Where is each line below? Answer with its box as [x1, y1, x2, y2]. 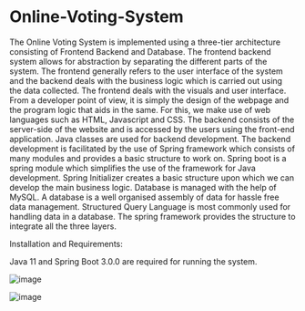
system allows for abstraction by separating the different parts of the [9, 56, 268, 67]
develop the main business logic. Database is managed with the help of [9, 181, 277, 192]
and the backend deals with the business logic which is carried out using [9, 75, 283, 86]
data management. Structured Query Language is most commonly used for [9, 201, 291, 212]
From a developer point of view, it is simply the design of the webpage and [9, 94, 290, 106]
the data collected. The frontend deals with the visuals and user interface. [9, 85, 287, 96]
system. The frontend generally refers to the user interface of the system [9, 66, 284, 77]
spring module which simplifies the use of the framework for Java [9, 162, 257, 173]
